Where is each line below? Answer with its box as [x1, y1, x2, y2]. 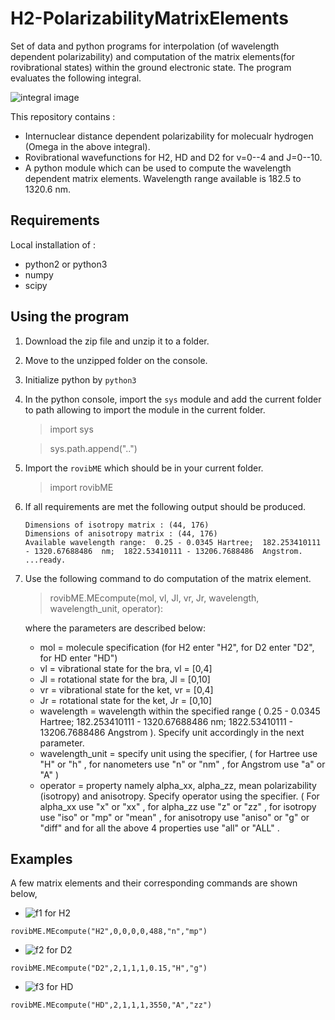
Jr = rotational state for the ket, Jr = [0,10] [39, 694, 213, 706]
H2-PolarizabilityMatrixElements [10, 7, 289, 30]
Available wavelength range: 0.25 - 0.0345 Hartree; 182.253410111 [24, 537, 322, 547]
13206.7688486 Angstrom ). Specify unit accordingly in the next [39, 726, 305, 738]
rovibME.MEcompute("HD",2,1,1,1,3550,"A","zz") [10, 1000, 213, 1011]
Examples [10, 850, 73, 867]
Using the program [10, 308, 130, 326]
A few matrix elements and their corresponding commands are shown [10, 877, 298, 889]
